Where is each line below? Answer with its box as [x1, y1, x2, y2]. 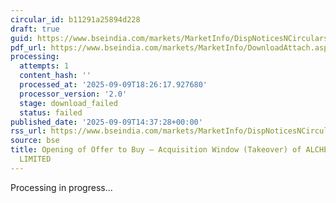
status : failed [19, 107, 83, 118]
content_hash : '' [19, 71, 92, 81]
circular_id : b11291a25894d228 [10, 14, 141, 25]
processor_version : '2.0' [19, 89, 128, 99]
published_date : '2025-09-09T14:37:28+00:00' [10, 117, 203, 127]
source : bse [10, 136, 60, 146]
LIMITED [19, 154, 52, 164]
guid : [10, 33, 33, 43]
